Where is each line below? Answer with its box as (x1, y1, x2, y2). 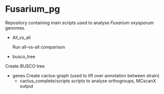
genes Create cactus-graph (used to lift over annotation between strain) (12, 72, 160, 78)
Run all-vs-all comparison (12, 44, 65, 50)
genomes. (5, 25, 26, 31)
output (19, 83, 34, 89)
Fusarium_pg (5, 3, 60, 15)
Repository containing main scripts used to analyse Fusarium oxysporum (5, 20, 154, 26)
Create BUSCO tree (5, 63, 45, 69)
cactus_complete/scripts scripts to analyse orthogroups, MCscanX (19, 78, 156, 84)
